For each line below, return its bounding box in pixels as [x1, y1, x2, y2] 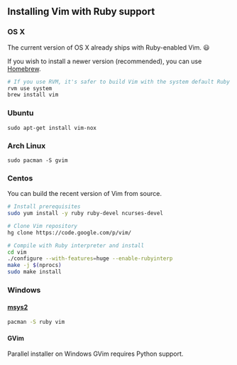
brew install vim [7, 92, 59, 99]
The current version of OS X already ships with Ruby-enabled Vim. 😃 [7, 43, 210, 52]
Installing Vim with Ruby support [7, 6, 155, 18]
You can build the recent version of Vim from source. [7, 190, 162, 198]
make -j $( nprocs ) [7, 262, 62, 269]
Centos [7, 173, 33, 183]
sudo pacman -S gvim [7, 156, 69, 164]
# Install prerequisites [7, 203, 81, 210]
